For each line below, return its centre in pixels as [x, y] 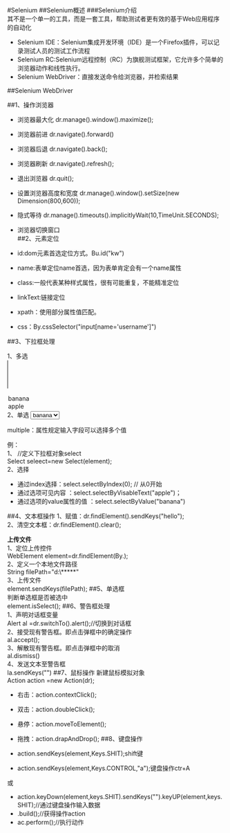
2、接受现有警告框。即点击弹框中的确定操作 [70, 632]
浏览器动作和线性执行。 [50, 68]
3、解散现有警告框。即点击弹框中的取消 [64, 648]
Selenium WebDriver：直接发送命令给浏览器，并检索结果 [98, 77]
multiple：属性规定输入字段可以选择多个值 [67, 430]
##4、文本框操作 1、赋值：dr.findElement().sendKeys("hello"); [96, 516]
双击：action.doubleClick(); [56, 709]
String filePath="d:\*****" [43, 572]
